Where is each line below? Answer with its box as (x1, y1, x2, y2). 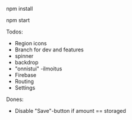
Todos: (6, 28, 23, 35)
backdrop (14, 59, 39, 66)
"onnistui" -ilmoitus (14, 65, 62, 72)
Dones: (6, 96, 24, 103)
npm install (6, 5, 33, 12)
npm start (6, 17, 30, 23)
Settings (14, 84, 36, 91)
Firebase (14, 72, 37, 78)
